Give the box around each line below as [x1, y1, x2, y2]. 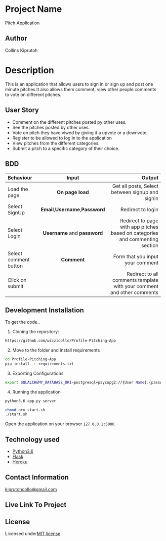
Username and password [42, 230, 103, 237]
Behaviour [7, 174, 33, 181]
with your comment [113, 283, 159, 290]
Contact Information [5, 473, 69, 482]
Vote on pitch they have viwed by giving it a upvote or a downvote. [12, 130, 148, 136]
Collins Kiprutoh [5, 47, 38, 53]
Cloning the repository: [12, 329, 59, 335]
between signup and [111, 189, 159, 196]
